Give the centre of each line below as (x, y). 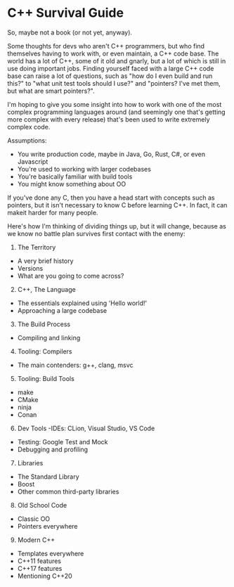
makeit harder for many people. (53, 212)
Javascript (33, 161)
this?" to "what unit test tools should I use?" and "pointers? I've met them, (114, 83)
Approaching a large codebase (62, 310)
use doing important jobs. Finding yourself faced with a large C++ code (111, 68)
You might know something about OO (72, 183)
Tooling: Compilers (45, 351)
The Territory (37, 247)
